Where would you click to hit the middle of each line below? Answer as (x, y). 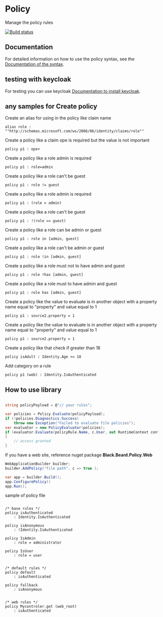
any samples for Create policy (51, 106)
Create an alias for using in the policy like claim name (58, 118)
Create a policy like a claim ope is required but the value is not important (77, 140)
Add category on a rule (28, 366)
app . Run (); (16, 486)
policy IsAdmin (20, 539)
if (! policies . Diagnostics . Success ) (42, 418)
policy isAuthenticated (29, 513)
